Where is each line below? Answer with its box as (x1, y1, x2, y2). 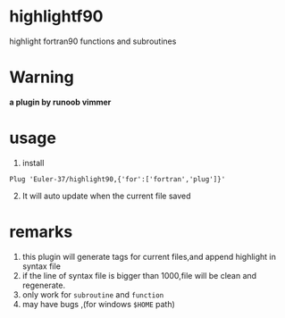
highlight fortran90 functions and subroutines (9, 36, 177, 46)
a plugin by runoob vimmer (9, 96, 112, 107)
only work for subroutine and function (21, 289, 164, 300)
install (21, 157, 45, 168)
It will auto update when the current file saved (21, 190, 191, 201)
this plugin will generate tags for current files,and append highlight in (21, 251, 277, 262)
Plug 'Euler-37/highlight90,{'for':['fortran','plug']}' (9, 174, 226, 184)
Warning (9, 67, 74, 88)
